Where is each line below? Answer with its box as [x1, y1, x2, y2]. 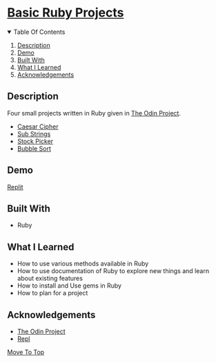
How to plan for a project [17, 289, 88, 297]
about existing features [17, 274, 83, 283]
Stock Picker [17, 137, 54, 145]
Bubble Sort [17, 144, 52, 153]
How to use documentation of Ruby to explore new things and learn [17, 267, 209, 275]
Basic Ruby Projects [7, 5, 124, 21]
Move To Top [7, 348, 45, 356]
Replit [7, 183, 23, 191]
